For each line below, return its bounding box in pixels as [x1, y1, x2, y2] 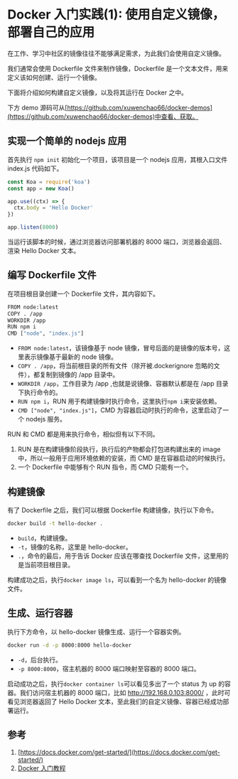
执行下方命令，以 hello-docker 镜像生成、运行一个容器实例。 [7, 627, 185, 636]
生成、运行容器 [7, 607, 73, 619]
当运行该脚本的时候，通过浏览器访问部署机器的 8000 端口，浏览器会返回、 [7, 237, 226, 246]
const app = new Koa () [7, 185, 75, 192]
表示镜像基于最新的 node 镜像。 [23, 353, 118, 361]
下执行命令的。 [17, 388, 62, 397]
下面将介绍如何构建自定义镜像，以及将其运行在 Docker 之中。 [7, 88, 188, 97]
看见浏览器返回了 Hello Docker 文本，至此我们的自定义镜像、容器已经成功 [7, 697, 223, 706]
